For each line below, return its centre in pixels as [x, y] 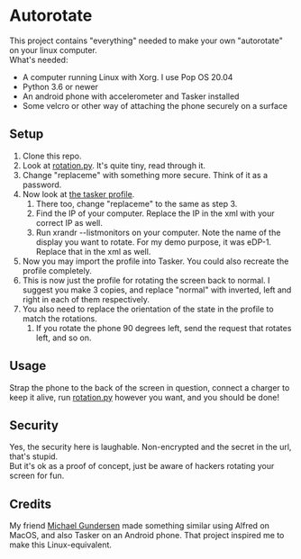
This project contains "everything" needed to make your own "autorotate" [146, 41]
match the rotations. [59, 318]
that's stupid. [34, 456]
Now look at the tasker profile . [78, 194]
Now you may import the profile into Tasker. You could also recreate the [155, 261]
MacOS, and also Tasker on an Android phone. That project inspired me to [147, 536]
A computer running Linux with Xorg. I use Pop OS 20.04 [128, 77]
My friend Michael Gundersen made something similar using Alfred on [140, 526]
